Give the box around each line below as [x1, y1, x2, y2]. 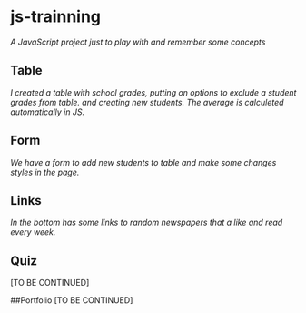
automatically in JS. [10, 106, 85, 117]
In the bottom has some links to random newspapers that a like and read [10, 217, 283, 228]
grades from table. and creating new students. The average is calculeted [10, 96, 284, 107]
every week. [10, 227, 56, 237]
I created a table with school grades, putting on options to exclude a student [10, 86, 297, 97]
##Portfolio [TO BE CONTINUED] [10, 295, 133, 306]
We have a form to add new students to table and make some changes [10, 156, 277, 167]
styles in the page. [10, 167, 80, 177]
